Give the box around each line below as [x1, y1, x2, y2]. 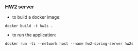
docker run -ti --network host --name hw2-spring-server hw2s [5, 41, 134, 46]
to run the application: [12, 32, 56, 38]
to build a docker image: [12, 14, 61, 20]
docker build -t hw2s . [5, 24, 53, 28]
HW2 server [5, 3, 34, 10]
